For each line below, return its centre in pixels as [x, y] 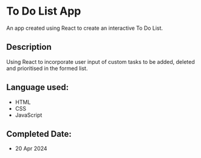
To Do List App [44, 11]
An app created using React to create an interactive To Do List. [85, 28]
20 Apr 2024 [31, 149]
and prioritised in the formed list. [47, 68]
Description [29, 47]
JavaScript [29, 115]
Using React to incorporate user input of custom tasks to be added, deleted [101, 61]
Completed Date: [39, 134]
